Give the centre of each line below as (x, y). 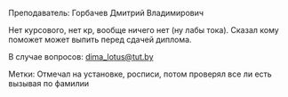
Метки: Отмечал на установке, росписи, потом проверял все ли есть (140, 74)
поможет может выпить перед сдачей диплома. (100, 40)
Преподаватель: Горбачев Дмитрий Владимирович (106, 13)
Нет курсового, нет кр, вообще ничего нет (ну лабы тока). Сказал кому (144, 30)
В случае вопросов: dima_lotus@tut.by (81, 57)
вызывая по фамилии (49, 83)
